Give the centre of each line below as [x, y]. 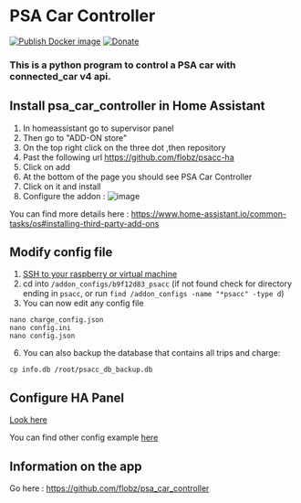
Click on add [47, 166]
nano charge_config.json [57, 320]
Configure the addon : [64, 196]
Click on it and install [62, 186]
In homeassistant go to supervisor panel [98, 128]
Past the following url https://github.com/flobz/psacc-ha [128, 157]
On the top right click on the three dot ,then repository [124, 147]
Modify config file [61, 252]
